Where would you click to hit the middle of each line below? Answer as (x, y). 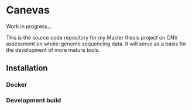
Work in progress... (29, 26)
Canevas (28, 10)
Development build (34, 101)
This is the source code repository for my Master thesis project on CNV (92, 37)
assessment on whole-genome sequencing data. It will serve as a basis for (96, 44)
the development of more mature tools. (53, 49)
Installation (27, 68)
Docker (17, 85)
